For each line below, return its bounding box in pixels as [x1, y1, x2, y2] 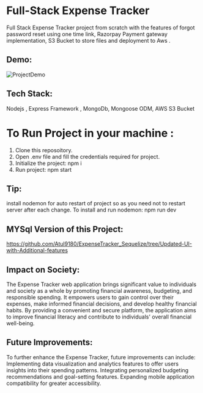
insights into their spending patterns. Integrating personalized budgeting [6, 366, 189, 373]
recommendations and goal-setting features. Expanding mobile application [6, 373, 194, 380]
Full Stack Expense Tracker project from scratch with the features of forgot [6, 24, 195, 31]
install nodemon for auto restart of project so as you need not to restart [6, 200, 185, 207]
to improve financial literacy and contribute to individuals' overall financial [6, 313, 192, 320]
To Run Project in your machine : [6, 126, 174, 140]
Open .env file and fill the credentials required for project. [15, 153, 160, 160]
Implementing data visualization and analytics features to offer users [6, 360, 179, 367]
